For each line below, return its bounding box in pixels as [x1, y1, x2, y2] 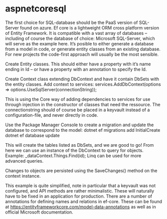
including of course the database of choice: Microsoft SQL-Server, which [5, 35, 156, 41]
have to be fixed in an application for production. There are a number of [5, 193, 153, 199]
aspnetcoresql [5, 3, 66, 14]
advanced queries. [5, 158, 44, 164]
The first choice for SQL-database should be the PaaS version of [5, 19, 138, 25]
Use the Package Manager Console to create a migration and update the [5, 122, 154, 128]
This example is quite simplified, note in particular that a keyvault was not [5, 183, 156, 189]
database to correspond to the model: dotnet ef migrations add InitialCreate [5, 127, 161, 133]
